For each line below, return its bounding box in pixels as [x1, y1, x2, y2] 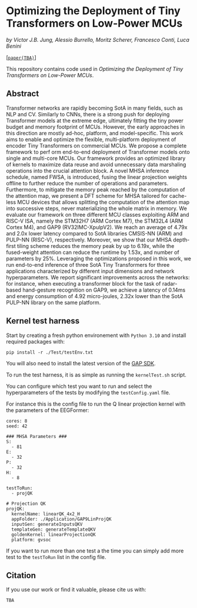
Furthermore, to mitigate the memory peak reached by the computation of [6, 186, 185, 193]
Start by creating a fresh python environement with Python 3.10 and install [6, 332, 186, 339]
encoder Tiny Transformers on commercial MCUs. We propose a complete [6, 142, 187, 149]
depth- [173, 236, 190, 243]
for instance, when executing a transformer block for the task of [6, 280, 161, 287]
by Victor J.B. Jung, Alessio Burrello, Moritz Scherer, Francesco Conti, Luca [6, 36, 189, 43]
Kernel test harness [6, 316, 80, 326]
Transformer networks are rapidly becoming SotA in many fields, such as [6, 104, 183, 112]
